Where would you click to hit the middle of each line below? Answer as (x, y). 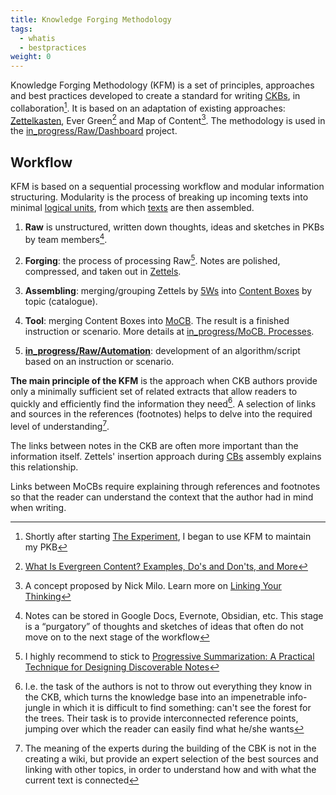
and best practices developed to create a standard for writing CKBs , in (155, 96)
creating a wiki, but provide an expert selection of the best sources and (171, 758)
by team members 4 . (66, 238)
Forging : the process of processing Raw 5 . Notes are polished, (152, 259)
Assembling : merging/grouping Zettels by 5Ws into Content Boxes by (168, 290)
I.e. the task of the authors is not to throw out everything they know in (168, 686)
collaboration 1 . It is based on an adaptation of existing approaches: (148, 107)
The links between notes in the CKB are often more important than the (154, 445)
